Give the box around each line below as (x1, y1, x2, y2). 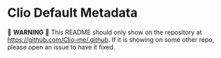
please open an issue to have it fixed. (7, 43, 115, 51)
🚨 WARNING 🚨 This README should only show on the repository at (7, 28, 202, 36)
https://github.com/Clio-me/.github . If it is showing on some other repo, (7, 35, 215, 43)
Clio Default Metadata (7, 5, 138, 21)
